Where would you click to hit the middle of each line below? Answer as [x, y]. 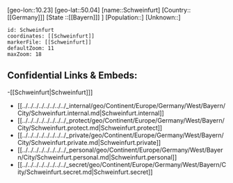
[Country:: [176, 10]
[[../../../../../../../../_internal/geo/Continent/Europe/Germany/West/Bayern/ [121, 105]
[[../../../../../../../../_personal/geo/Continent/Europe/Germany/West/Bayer [120, 150]
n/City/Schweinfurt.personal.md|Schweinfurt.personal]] [97, 157]
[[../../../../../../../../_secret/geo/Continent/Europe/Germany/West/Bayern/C [122, 164]
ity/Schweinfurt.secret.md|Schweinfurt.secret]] [85, 172]
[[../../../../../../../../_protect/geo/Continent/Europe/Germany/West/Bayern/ [121, 120]
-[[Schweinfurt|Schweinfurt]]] [50, 92]
